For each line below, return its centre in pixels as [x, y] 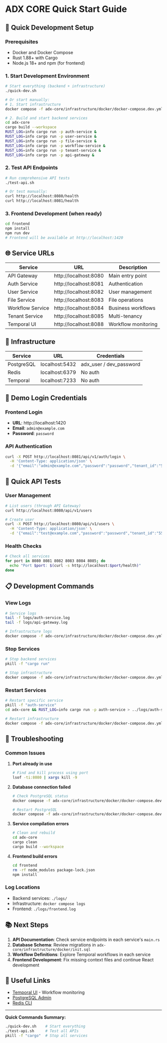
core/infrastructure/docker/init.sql [51, 950]
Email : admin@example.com [38, 428]
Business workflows [132, 308]
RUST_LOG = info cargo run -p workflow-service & [55, 146]
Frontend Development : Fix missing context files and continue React [83, 959]
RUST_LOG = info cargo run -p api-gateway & [50, 155]
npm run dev [17, 233]
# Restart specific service [34, 700]
